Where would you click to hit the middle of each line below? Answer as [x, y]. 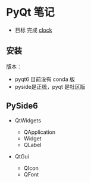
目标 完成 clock [33, 30]
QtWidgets [28, 120]
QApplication [40, 132]
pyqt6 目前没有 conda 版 [45, 79]
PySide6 [22, 106]
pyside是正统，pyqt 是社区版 [50, 86]
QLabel [32, 145]
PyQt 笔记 [30, 12]
